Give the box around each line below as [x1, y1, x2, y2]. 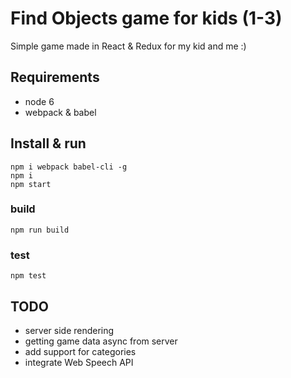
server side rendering [24, 324, 115, 336]
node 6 [24, 95, 55, 107]
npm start [10, 179, 52, 189]
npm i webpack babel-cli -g [10, 162, 128, 172]
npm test [10, 271, 47, 281]
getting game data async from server [24, 335, 178, 347]
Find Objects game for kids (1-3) [10, 7, 283, 30]
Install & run [10, 135, 87, 152]
